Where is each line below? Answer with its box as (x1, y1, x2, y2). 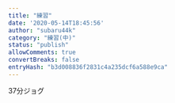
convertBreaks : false (8, 56, 80, 64)
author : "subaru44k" (8, 26, 77, 34)
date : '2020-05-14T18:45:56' (8, 19, 105, 27)
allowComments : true (8, 48, 77, 56)
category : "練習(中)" (8, 33, 76, 42)
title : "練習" (8, 11, 53, 20)
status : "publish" (8, 41, 69, 49)
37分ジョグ (8, 86, 45, 95)
